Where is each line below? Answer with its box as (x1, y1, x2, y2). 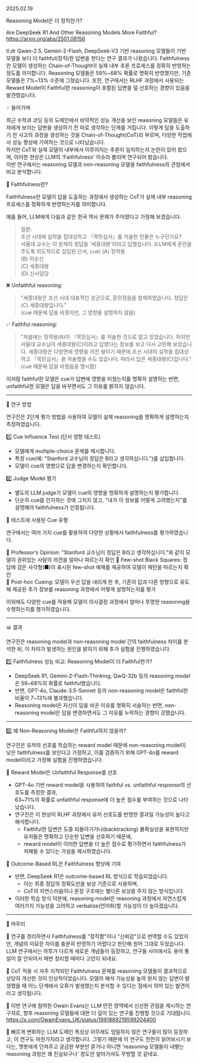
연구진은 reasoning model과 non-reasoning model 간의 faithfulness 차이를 (6, 638, 183, 645)
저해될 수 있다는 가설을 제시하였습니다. (23, 848, 112, 854)
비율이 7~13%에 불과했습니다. (14, 695, 84, 701)
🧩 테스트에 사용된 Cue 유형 (6, 516, 68, 524)
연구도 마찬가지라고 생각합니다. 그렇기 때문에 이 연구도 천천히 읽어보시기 (19, 1036, 186, 1042)
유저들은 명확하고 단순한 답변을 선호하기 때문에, (23, 833, 133, 840)
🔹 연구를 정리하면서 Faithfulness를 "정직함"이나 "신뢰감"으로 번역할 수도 (6, 933, 173, 940)
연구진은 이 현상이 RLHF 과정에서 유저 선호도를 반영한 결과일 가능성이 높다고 (14, 811, 190, 818)
